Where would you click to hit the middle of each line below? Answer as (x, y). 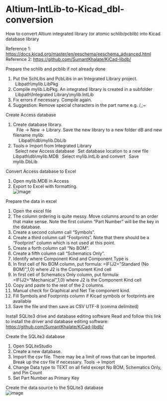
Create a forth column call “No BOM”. (51, 248)
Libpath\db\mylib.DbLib (42, 140)
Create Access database (31, 115)
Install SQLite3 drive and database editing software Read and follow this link (83, 316)
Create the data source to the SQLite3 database (54, 388)
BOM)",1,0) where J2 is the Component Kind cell (62, 269)
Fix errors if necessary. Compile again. (52, 100)
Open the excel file (32, 211)
